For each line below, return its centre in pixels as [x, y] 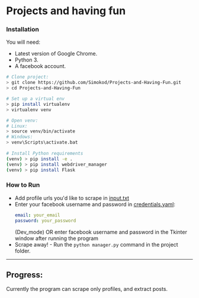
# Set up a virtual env [36, 99]
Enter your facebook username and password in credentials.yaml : [95, 204]
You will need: [23, 42]
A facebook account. [40, 66]
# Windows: [20, 137]
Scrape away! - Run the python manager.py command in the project [97, 244]
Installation [23, 30]
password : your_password [45, 221]
